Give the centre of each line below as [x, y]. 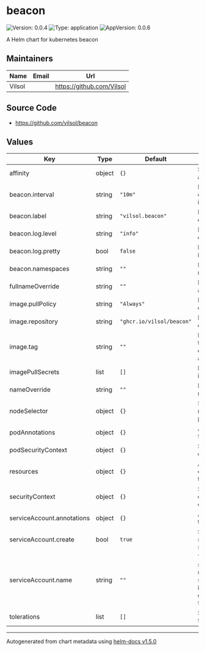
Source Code [31, 108]
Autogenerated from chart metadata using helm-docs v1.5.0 [81, 642]
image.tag [24, 347]
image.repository [34, 322]
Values [20, 142]
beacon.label [28, 216]
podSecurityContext [38, 450]
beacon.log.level [33, 234]
